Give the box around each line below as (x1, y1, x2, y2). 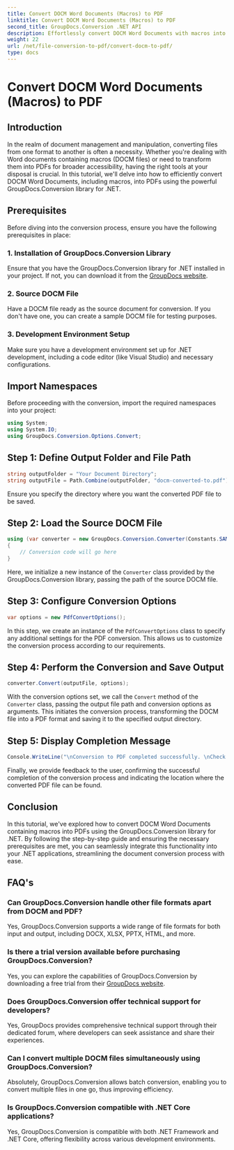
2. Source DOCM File (7, 289, 79, 298)
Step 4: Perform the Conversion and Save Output (7, 661, 224, 673)
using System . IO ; (7, 426, 58, 433)
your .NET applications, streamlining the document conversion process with (7, 849, 225, 858)
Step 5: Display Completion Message (7, 735, 171, 747)
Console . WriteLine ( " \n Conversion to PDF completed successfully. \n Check (7, 754, 226, 761)
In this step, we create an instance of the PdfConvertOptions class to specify (7, 626, 226, 635)
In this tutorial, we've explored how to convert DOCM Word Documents (7, 819, 211, 828)
